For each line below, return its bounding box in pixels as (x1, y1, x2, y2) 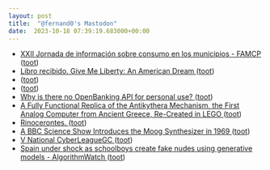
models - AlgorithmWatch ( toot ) (19, 152, 126, 162)
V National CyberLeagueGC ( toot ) (19, 135, 133, 145)
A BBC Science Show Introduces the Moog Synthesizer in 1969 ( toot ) (19, 126, 251, 136)
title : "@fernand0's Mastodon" (8, 19, 117, 28)
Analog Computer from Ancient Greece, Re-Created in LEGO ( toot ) (19, 109, 243, 119)
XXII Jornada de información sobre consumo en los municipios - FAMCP (19, 49, 261, 59)
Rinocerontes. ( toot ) (19, 118, 87, 128)
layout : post (8, 11, 53, 20)
